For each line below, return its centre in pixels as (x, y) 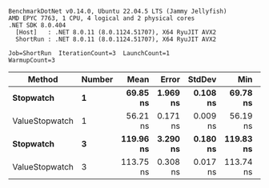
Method (43, 79)
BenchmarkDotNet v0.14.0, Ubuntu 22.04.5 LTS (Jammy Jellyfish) (118, 11)
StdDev (202, 79)
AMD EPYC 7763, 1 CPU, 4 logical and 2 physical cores (102, 18)
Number (97, 79)
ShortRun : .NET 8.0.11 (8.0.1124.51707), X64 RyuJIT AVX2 (116, 39)
